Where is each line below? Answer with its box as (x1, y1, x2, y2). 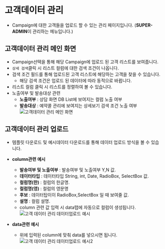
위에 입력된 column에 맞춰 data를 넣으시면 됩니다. (19, 231, 117, 238)
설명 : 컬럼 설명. (19, 198, 51, 204)
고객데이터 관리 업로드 (5, 125, 69, 133)
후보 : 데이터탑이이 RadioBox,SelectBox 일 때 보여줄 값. (19, 191, 129, 198)
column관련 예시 (12, 156, 46, 162)
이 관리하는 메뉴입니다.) (27, 28, 73, 34)
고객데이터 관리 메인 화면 (5, 45, 76, 53)
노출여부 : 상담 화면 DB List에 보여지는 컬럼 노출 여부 (19, 96, 122, 102)
